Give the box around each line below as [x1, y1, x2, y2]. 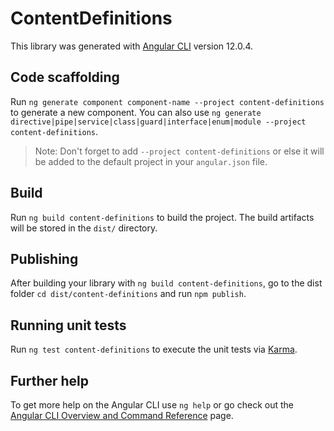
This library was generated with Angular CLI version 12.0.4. [10, 40, 254, 52]
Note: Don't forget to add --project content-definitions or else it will [34, 145, 325, 157]
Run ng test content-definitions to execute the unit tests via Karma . [10, 343, 298, 356]
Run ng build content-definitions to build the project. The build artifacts [10, 211, 315, 223]
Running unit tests [10, 317, 127, 334]
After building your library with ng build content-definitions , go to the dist [10, 277, 323, 289]
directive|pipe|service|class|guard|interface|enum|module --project [10, 117, 307, 127]
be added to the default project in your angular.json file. [34, 155, 268, 167]
